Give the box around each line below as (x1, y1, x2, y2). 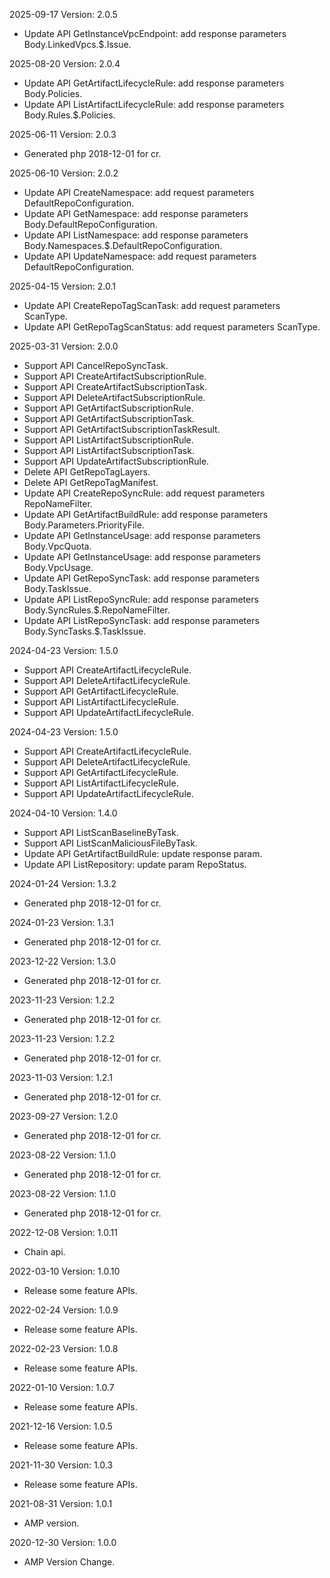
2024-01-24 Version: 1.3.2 (9, 878, 117, 889)
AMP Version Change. (23, 1556, 116, 1568)
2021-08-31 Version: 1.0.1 (9, 1498, 113, 1509)
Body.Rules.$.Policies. (23, 109, 116, 121)
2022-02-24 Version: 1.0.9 (9, 1304, 119, 1316)
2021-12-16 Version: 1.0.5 (9, 1420, 113, 1432)
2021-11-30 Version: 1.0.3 (9, 1459, 114, 1471)
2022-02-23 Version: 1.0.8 (9, 1343, 119, 1354)
